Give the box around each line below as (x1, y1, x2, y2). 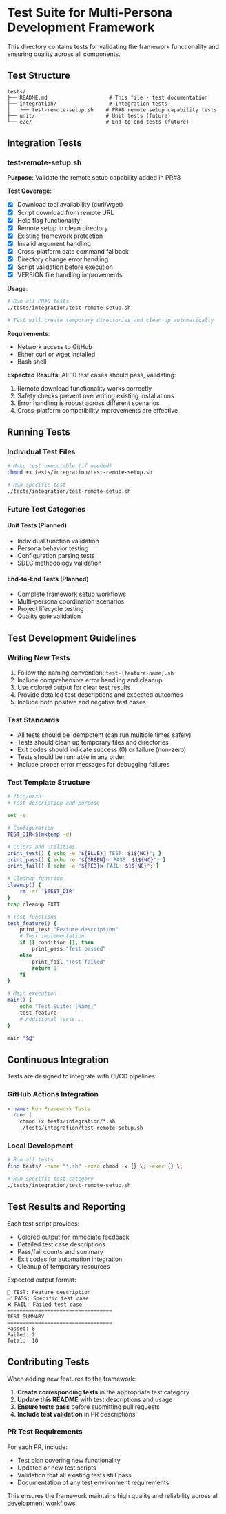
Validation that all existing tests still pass (17, 1470, 132, 1479)
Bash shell (17, 357, 47, 366)
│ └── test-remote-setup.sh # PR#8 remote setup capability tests (7, 106, 217, 113)
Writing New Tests (7, 653, 70, 662)
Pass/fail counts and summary (17, 1247, 103, 1255)
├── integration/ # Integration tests (7, 100, 168, 107)
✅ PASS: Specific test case (7, 1295, 90, 1302)
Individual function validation (17, 537, 99, 545)
